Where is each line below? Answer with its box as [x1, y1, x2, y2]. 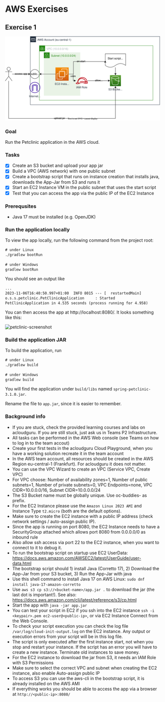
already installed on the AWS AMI [12, 680, 80, 686]
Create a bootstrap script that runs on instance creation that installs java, [12, 174, 160, 180]
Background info [5, 413, 46, 420]
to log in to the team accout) [12, 440, 70, 446]
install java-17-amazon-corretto [12, 582, 81, 587]
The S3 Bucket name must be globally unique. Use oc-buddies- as [12, 492, 147, 498]
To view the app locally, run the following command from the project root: [5, 237, 154, 243]
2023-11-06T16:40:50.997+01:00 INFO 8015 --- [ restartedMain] [5, 291, 141, 296]
